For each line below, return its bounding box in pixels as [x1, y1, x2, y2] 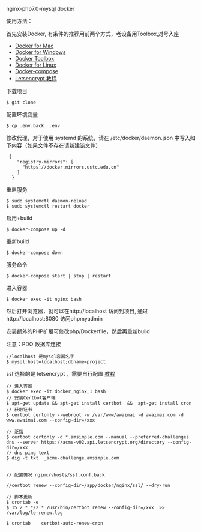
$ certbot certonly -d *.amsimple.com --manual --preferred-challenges [6, 434, 189, 440]
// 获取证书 [6, 407, 33, 413]
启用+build [6, 214, 33, 222]
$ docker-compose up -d [6, 226, 66, 232]
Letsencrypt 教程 [14, 75, 57, 82]
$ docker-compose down [6, 250, 63, 256]
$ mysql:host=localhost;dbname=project [6, 359, 106, 365]
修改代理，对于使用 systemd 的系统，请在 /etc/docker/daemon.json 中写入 [6, 135, 190, 141]
